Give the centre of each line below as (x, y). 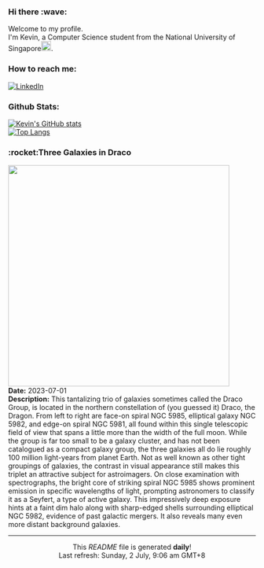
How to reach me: (42, 69)
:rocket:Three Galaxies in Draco (70, 152)
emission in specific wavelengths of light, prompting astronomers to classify (132, 491)
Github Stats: (34, 106)
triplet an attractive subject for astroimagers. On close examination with (124, 474)
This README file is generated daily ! (132, 547)
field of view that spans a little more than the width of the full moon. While (128, 433)
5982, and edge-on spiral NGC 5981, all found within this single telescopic (128, 424)
